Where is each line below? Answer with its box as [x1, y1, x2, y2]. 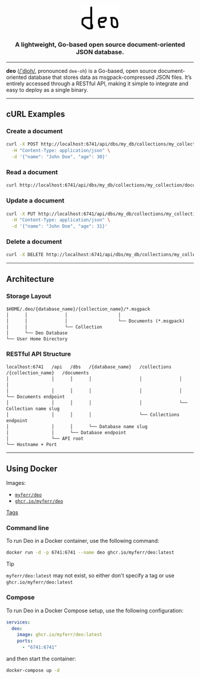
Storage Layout [6, 291, 52, 300]
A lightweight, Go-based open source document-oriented [14, 41, 186, 49]
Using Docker [6, 463, 58, 474]
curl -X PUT [6, 211, 36, 217]
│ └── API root [6, 436, 84, 442]
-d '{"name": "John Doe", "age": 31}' [11, 223, 108, 229]
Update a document [6, 196, 64, 205]
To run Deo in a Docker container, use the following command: [6, 537, 160, 545]
